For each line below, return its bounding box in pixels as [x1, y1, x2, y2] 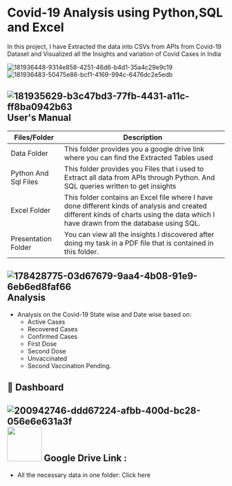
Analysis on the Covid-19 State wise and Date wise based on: [17, 310, 192, 318]
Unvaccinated [27, 354, 68, 362]
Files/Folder [14, 133, 55, 142]
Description [123, 133, 163, 142]
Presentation [10, 233, 52, 243]
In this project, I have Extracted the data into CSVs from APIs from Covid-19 [7, 42, 222, 50]
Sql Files [10, 177, 39, 186]
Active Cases [27, 318, 66, 326]
